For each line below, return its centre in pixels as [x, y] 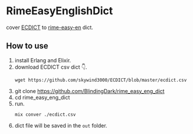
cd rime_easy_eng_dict [42, 97]
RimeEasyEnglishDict [60, 11]
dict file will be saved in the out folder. [61, 125]
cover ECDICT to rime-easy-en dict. [50, 27]
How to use [27, 46]
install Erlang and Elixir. [43, 60]
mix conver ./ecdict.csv [45, 114]
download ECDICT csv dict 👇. [51, 67]
